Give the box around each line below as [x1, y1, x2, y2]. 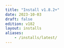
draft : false [5, 16, 33, 21]
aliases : [5, 30, 24, 35]
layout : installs [5, 26, 42, 31]
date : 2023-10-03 [5, 12, 42, 17]
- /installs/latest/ [14, 35, 57, 40]
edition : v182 [5, 21, 35, 26]
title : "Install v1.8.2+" [5, 7, 59, 12]
